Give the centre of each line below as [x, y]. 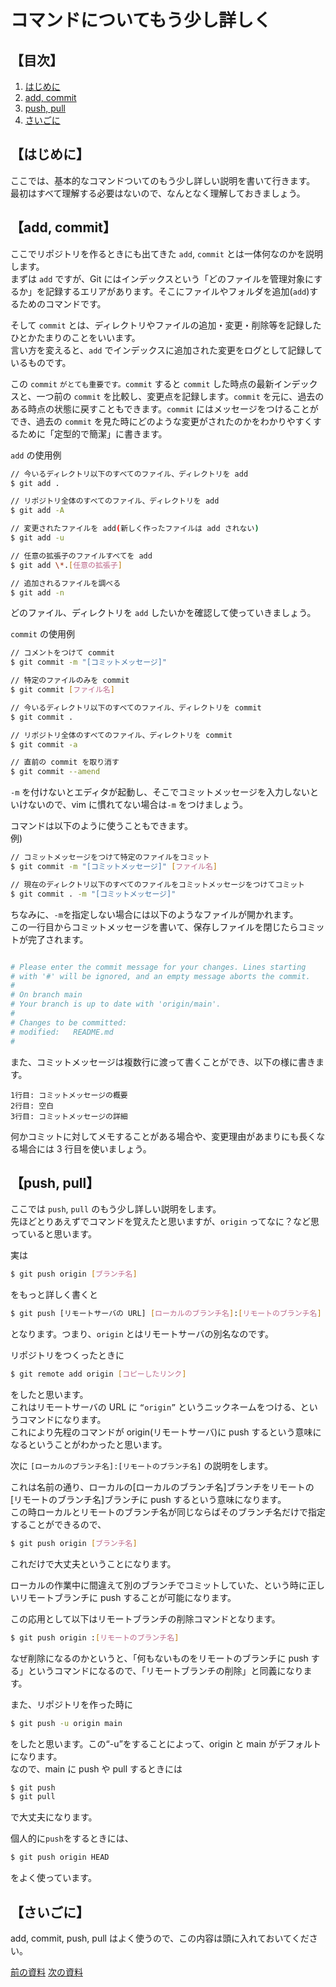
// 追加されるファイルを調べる [66, 583]
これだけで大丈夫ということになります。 [93, 1563]
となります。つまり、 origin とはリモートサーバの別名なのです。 [142, 1334]
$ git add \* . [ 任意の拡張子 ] [66, 565]
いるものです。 [41, 362]
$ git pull [33, 1797]
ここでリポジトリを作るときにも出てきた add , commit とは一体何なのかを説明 [166, 253]
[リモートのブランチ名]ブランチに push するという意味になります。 [148, 1499]
